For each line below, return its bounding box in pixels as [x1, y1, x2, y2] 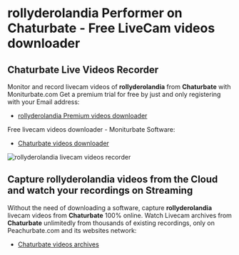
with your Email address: [7, 98, 80, 106]
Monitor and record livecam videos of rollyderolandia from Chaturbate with [7, 83, 231, 90]
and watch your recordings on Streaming [7, 184, 193, 197]
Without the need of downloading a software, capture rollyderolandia [7, 203, 213, 212]
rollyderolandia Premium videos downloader [17, 112, 148, 120]
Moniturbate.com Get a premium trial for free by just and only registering [7, 90, 221, 98]
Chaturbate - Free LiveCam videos [7, 20, 215, 36]
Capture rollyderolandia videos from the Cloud [7, 173, 218, 186]
